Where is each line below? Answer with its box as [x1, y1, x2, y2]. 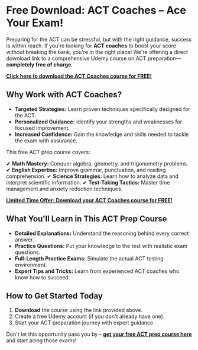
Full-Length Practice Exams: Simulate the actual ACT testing [14, 254, 164, 262]
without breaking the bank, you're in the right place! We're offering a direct [6, 48, 188, 55]
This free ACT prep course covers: [6, 148, 90, 155]
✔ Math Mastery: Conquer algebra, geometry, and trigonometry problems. [6, 160, 189, 167]
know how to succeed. [14, 273, 70, 281]
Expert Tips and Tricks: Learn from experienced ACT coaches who [14, 268, 180, 275]
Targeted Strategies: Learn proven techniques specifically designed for [14, 105, 190, 113]
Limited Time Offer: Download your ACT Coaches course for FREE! [6, 196, 173, 203]
